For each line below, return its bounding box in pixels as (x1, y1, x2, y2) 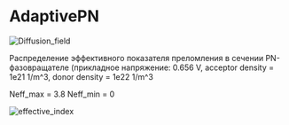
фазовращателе (9, 62, 69, 73)
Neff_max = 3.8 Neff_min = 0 (9, 89, 115, 99)
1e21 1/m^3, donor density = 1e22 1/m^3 (9, 71, 153, 82)
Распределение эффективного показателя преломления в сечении (9, 52, 264, 63)
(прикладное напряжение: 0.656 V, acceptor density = (70, 62, 275, 73)
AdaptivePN (9, 6, 100, 27)
